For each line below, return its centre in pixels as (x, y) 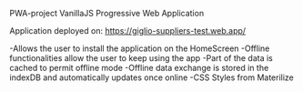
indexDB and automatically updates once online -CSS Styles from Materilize (151, 77)
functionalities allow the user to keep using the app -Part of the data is (141, 58)
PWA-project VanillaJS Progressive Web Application (107, 13)
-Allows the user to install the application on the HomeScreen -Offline (140, 48)
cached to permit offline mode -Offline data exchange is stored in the (139, 68)
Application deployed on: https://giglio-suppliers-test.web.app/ (128, 31)
